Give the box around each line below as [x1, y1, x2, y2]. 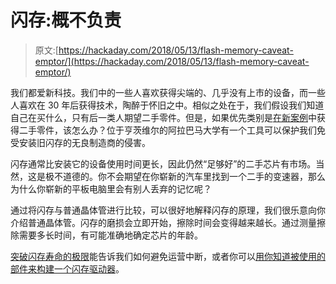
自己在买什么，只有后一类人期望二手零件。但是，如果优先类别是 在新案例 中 [10, 111, 317, 123]
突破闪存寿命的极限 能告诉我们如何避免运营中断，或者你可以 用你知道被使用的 [10, 250, 326, 262]
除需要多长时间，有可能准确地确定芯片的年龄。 [10, 229, 203, 241]
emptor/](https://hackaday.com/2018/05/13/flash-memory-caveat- [34, 55, 310, 67]
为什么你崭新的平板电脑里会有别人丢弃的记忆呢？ [10, 182, 212, 195]
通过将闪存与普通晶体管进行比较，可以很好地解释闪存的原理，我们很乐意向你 [10, 204, 326, 216]
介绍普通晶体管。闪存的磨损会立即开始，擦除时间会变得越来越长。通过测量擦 [10, 216, 326, 228]
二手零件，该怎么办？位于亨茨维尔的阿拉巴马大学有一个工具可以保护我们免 [18, 124, 326, 136]
